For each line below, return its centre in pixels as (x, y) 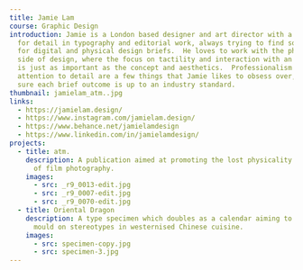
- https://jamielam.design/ (70, 110)
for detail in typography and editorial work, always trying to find (151, 43)
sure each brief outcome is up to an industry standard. (127, 85)
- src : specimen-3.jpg (76, 252)
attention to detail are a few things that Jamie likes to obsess (145, 76)
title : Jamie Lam (42, 18)
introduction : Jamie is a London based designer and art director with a (151, 34)
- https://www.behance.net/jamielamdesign (98, 127)
